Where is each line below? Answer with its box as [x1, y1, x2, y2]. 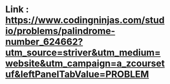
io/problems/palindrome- [5, 25, 115, 37]
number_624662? [5, 36, 83, 48]
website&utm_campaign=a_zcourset [5, 58, 165, 69]
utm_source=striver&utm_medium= [5, 47, 161, 59]
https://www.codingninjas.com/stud [5, 14, 165, 26]
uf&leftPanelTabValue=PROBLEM [5, 69, 150, 80]
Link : [5, 4, 29, 15]
